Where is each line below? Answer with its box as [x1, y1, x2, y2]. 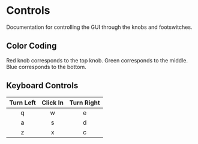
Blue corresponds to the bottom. [6, 63, 86, 70]
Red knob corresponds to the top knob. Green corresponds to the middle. [6, 56, 188, 64]
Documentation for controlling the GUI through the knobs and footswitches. [6, 23, 193, 31]
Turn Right [69, 98, 100, 107]
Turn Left [9, 98, 36, 107]
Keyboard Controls [6, 80, 79, 91]
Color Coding [6, 41, 57, 51]
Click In [41, 98, 64, 107]
